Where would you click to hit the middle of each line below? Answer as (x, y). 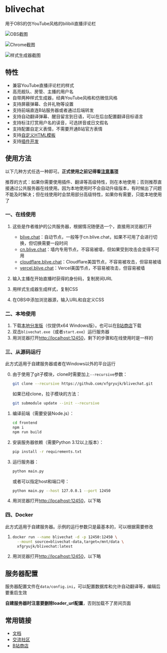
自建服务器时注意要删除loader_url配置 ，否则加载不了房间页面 (68, 603)
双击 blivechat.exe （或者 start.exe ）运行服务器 (61, 332)
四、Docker (19, 515)
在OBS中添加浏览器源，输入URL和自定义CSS (58, 300)
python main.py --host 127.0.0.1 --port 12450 (61, 490)
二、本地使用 (21, 314)
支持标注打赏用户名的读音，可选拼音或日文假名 (60, 122)
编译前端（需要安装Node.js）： (43, 413)
